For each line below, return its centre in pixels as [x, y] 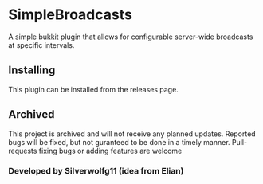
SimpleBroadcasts [71, 15]
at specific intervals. [41, 45]
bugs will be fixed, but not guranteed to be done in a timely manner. [119, 142]
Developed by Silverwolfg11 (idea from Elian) [96, 171]
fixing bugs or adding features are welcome [110, 151]
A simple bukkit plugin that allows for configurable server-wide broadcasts [131, 37]
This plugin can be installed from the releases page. [94, 89]
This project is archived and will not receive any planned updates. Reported [132, 134]
